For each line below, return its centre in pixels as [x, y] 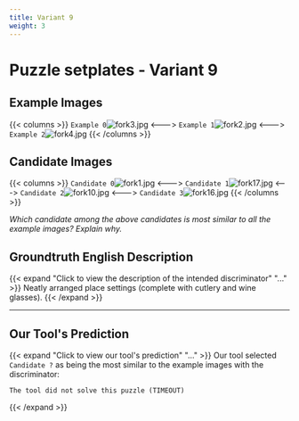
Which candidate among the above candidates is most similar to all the [140, 219]
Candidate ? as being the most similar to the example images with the [137, 364]
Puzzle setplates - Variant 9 [113, 70]
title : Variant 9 [41, 17]
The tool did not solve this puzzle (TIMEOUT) [97, 390]
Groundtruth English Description [101, 256]
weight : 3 [28, 26]
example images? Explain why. [66, 229]
